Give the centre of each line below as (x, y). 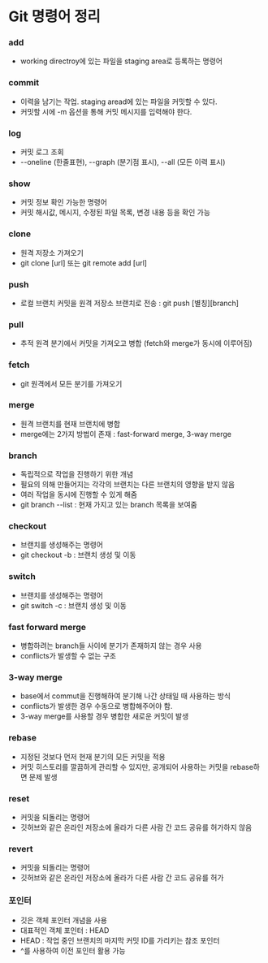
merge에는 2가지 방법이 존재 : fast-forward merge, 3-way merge (125, 434)
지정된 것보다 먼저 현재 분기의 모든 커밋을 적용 (93, 757)
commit (24, 83)
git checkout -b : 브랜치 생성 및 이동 (78, 555)
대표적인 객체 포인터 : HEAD (65, 930)
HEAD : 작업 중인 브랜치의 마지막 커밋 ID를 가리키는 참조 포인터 (120, 940)
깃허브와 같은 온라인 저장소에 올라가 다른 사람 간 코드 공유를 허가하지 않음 (136, 827)
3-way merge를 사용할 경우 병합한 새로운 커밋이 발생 (104, 716)
